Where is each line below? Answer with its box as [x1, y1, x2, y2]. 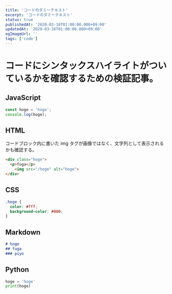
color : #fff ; [10, 204, 38, 209]
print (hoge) [5, 284, 31, 289]
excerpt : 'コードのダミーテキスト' [5, 12, 73, 17]
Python [5, 265, 29, 274]
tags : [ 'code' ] [5, 36, 38, 42]
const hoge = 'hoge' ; [5, 107, 52, 112]
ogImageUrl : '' [5, 31, 38, 36]
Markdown [5, 228, 41, 236]
